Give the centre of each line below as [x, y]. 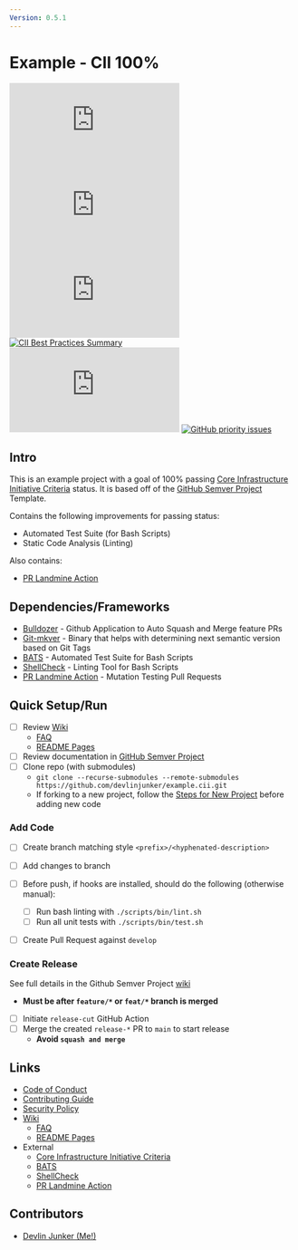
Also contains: [36, 561]
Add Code [32, 828]
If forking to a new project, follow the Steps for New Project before [160, 794]
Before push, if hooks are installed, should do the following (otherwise [153, 883]
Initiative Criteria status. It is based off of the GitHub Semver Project [136, 489]
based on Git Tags [57, 648]
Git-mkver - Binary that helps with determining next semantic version [151, 639]
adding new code [68, 804]
